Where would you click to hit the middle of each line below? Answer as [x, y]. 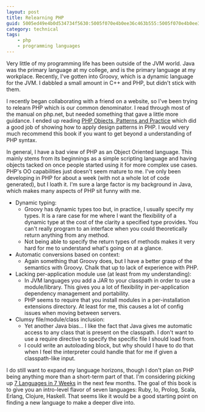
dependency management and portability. [77, 293]
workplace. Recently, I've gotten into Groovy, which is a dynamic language [100, 76]
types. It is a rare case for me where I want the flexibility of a [100, 215]
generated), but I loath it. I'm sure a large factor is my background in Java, [99, 184]
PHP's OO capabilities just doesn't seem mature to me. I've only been [94, 171]
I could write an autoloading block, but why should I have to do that [109, 345]
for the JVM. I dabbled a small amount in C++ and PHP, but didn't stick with [101, 82]
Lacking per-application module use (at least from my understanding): [103, 274]
